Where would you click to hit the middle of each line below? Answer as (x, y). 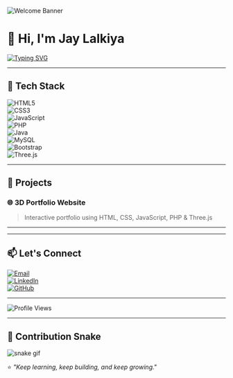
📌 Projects (30, 183)
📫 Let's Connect (44, 253)
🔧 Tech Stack (36, 86)
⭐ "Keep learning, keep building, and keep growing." (82, 367)
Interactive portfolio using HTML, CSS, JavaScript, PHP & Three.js (118, 218)
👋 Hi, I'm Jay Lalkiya (66, 39)
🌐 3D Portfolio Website (46, 203)
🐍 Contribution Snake (54, 336)
